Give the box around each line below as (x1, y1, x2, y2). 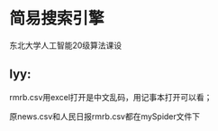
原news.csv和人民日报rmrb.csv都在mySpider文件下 (9, 110, 201, 122)
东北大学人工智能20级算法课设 (9, 40, 123, 51)
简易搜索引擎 (9, 8, 105, 29)
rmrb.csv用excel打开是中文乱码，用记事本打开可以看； (9, 91, 213, 102)
